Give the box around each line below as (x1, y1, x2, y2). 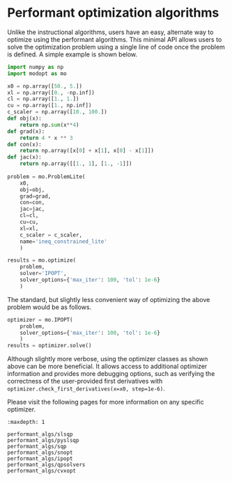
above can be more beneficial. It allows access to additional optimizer (7, 362, 208, 370)
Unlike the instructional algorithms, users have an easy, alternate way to (7, 28, 214, 36)
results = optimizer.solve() (7, 342, 92, 349)
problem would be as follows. (7, 303, 92, 311)
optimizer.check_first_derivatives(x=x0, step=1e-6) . (7, 384, 165, 393)
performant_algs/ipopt (7, 455, 73, 462)
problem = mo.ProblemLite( (7, 173, 86, 180)
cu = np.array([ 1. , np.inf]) (7, 102, 92, 109)
